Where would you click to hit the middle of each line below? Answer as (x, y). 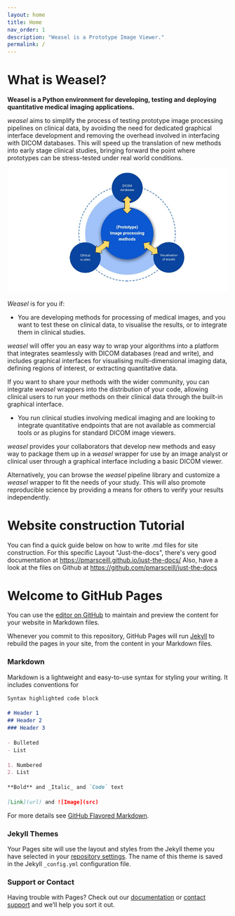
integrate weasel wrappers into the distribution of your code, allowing (108, 389)
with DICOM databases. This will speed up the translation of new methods (114, 143)
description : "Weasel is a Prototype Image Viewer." (86, 37)
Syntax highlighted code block (53, 698)
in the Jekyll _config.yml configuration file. (69, 864)
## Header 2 (25, 721)
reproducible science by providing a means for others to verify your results (115, 490)
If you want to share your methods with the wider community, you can (108, 381)
